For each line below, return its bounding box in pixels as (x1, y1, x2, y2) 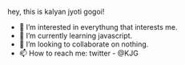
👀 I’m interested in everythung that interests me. (18, 22, 178, 31)
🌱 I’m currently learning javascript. (18, 31, 133, 40)
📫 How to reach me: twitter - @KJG (18, 48, 139, 58)
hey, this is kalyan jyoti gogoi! (7, 7, 105, 16)
